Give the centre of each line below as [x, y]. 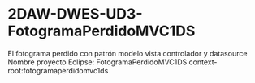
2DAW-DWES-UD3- [75, 14]
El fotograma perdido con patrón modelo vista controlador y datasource [127, 53]
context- [203, 62]
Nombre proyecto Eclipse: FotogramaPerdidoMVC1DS [97, 62]
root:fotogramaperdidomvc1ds [58, 70]
